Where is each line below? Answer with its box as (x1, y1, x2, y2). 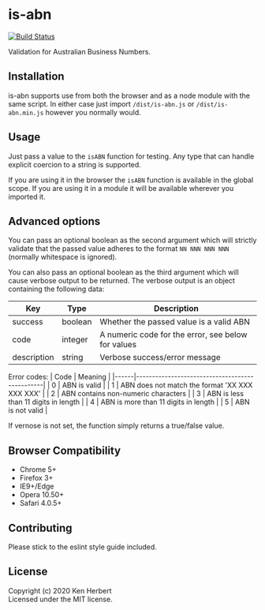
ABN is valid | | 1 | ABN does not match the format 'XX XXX (62, 380, 253, 390)
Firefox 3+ (19, 473, 54, 483)
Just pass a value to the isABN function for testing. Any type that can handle (8, 152, 255, 161)
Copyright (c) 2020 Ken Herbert (8, 586, 112, 595)
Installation (8, 69, 65, 84)
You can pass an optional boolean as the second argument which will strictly (8, 235, 257, 245)
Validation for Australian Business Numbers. (8, 47, 151, 56)
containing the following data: (8, 284, 105, 294)
